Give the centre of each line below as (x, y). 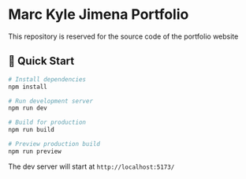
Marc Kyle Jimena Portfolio (99, 15)
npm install (28, 87)
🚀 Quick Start (41, 61)
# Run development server (50, 101)
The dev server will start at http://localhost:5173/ (91, 166)
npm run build (32, 130)
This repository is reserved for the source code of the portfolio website (123, 36)
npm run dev (28, 108)
